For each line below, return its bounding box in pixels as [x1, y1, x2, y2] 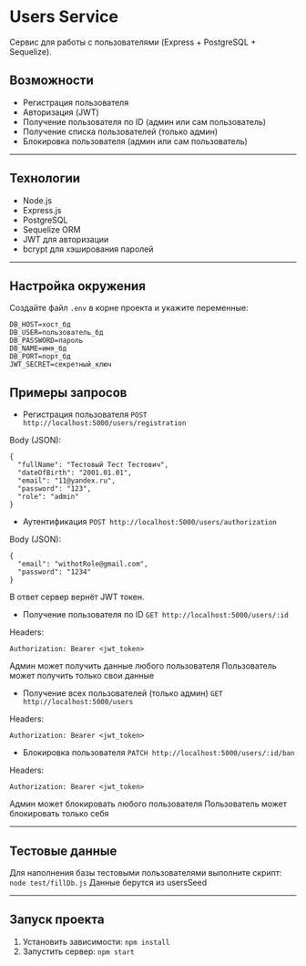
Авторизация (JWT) [22, 107, 100, 118]
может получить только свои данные [9, 670, 155, 681]
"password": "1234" [17, 567, 92, 576]
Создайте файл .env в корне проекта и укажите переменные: [9, 303, 249, 314]
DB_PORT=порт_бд [9, 352, 71, 361]
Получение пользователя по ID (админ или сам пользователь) [22, 116, 267, 127]
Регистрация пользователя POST [22, 409, 148, 421]
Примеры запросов [9, 385, 127, 400]
